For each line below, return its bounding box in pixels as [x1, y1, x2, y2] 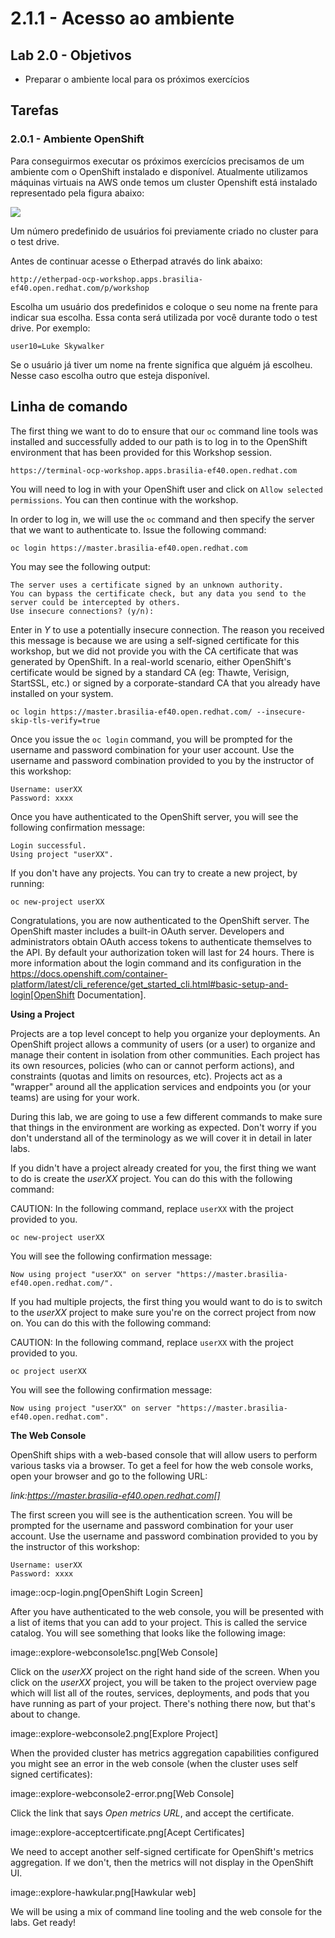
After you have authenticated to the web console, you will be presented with [10, 1605, 324, 1617]
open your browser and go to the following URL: [10, 1470, 208, 1482]
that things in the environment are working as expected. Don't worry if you [10, 1121, 317, 1133]
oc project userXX [10, 1366, 87, 1376]
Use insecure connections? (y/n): [10, 606, 155, 616]
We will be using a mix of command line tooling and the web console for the [10, 1905, 323, 1917]
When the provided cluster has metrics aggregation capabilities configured [10, 1747, 320, 1759]
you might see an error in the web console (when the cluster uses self [10, 1757, 298, 1769]
